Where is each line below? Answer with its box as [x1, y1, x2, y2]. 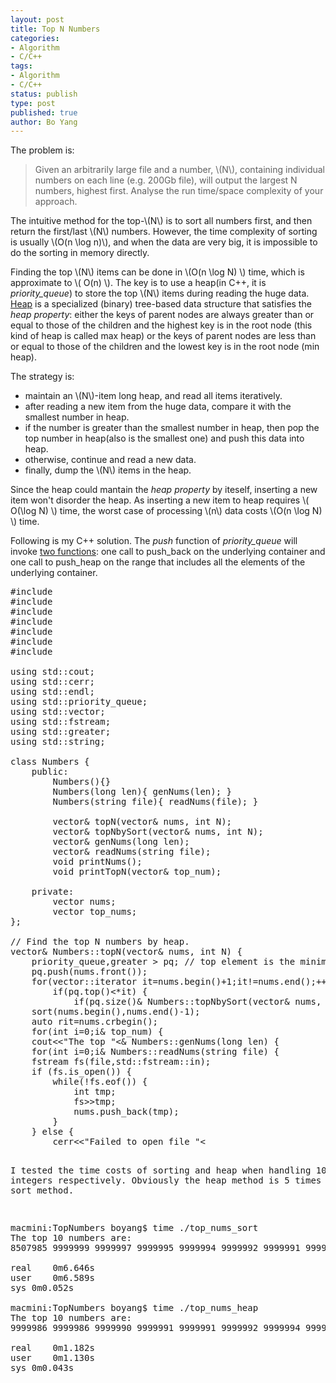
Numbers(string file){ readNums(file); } [52, 796, 259, 808]
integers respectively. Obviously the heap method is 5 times [10, 1175, 322, 1186]
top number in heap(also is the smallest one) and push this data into [24, 432, 305, 445]
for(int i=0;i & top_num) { [31, 1026, 164, 1038]
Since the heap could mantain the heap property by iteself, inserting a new [10, 484, 318, 496]
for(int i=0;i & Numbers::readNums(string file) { [31, 1046, 280, 1058]
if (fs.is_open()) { [31, 1066, 132, 1078]
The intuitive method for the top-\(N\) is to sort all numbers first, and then [10, 215, 313, 227]
